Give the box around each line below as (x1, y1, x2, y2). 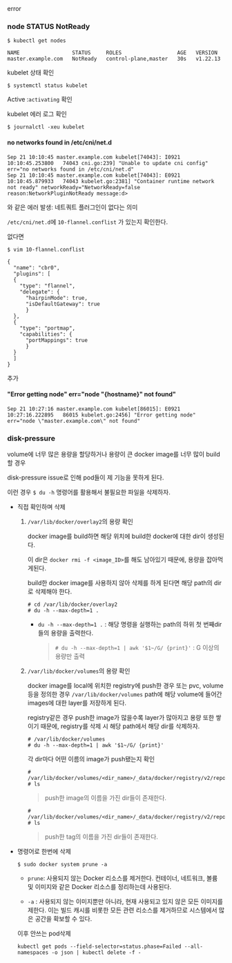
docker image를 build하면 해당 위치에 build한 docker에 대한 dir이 (27, 532, 206, 540)
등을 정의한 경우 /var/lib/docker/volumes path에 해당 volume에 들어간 (27, 690, 222, 698)
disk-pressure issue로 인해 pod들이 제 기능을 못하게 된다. (7, 473, 164, 481)
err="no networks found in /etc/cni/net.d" (7, 166, 135, 173)
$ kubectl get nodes (7, 37, 67, 44)
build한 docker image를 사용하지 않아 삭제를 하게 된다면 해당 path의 (27, 579, 213, 587)
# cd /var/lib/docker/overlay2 (27, 601, 118, 608)
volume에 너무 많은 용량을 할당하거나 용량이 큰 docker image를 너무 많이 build (7, 450, 220, 458)
